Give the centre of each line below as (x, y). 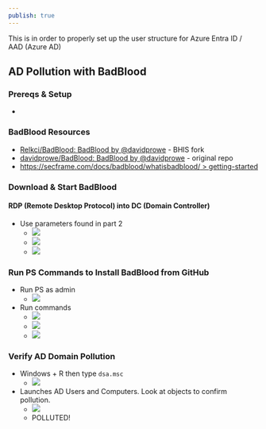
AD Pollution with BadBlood (77, 72)
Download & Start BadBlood (63, 187)
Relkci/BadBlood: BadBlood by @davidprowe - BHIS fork (112, 149)
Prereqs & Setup (40, 94)
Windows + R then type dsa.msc (71, 373)
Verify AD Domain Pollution (62, 356)
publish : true (32, 15)
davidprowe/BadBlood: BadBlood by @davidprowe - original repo (126, 158)
